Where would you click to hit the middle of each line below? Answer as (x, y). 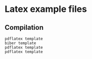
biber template (20, 43)
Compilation (24, 28)
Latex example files (46, 9)
